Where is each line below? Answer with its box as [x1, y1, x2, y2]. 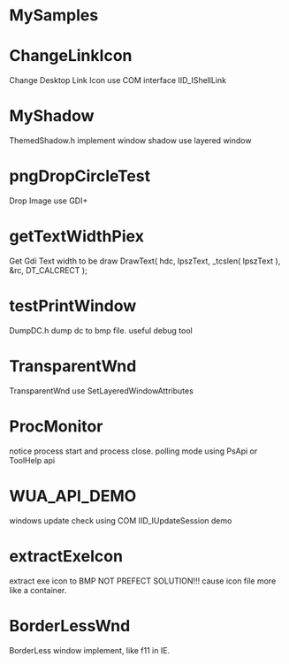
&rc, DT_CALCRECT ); [9, 264, 88, 275]
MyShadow [9, 106, 95, 126]
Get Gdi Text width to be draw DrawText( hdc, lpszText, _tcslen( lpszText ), [9, 256, 281, 266]
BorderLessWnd [9, 615, 131, 636]
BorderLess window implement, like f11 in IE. [9, 645, 171, 655]
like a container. [9, 584, 67, 595]
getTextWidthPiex [9, 226, 144, 247]
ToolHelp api [9, 454, 56, 465]
